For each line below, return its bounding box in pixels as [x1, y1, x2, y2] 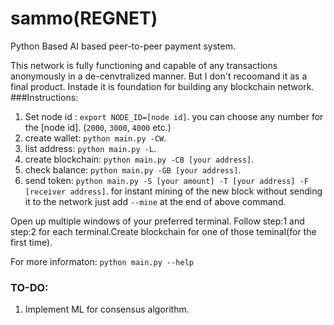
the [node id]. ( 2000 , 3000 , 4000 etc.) [24, 121, 172, 133]
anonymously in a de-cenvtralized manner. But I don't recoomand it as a [10, 70, 308, 82]
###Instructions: [10, 91, 79, 103]
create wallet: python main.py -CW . [24, 132, 167, 144]
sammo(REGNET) [10, 7, 158, 30]
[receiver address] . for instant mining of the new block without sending [24, 185, 323, 197]
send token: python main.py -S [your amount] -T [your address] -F [24, 174, 310, 186]
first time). [10, 236, 53, 248]
